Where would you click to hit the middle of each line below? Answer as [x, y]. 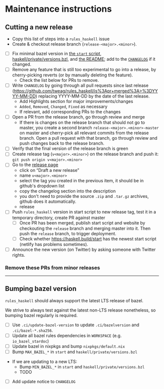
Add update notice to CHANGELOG [44, 382]
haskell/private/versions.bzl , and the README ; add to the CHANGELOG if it [84, 59]
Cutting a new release [39, 27]
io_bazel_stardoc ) [31, 341]
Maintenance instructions [59, 9]
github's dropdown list [42, 186]
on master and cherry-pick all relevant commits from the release [84, 133]
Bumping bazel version [41, 289]
